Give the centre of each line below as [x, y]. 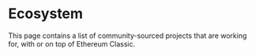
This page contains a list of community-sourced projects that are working [127, 35]
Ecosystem [46, 14]
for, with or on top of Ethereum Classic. [72, 43]
